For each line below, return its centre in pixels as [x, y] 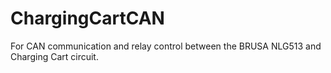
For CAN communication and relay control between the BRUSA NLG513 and [166, 46]
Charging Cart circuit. [54, 56]
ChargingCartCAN [87, 18]
